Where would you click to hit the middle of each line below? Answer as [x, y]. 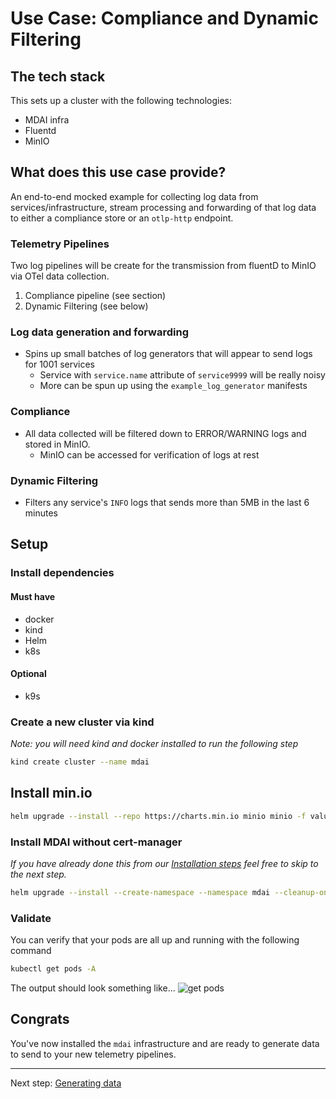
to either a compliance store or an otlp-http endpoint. [122, 218]
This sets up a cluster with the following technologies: [121, 100]
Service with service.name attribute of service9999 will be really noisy [182, 375]
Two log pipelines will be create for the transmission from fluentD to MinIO [163, 266]
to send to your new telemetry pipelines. [93, 1054]
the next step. [38, 874]
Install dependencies [62, 573]
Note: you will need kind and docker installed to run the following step [154, 744]
